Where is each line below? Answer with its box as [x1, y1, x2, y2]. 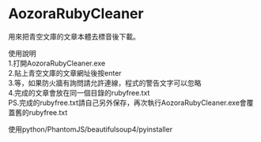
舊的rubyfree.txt [14, 107, 68, 117]
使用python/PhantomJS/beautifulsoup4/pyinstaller [8, 124, 172, 134]
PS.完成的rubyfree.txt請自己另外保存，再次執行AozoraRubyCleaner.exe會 [8, 98, 247, 107]
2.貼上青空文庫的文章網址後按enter [8, 68, 122, 77]
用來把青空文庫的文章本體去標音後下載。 [8, 32, 140, 41]
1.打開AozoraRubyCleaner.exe [8, 58, 106, 68]
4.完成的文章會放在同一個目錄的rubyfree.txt [8, 88, 150, 97]
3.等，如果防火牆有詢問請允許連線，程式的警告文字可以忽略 [8, 78, 202, 88]
